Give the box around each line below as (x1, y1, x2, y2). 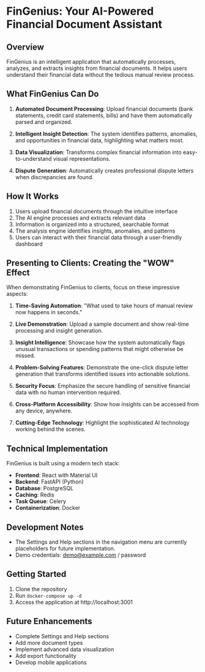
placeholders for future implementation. (15, 545, 116, 552)
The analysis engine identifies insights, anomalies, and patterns (15, 227, 176, 234)
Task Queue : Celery (15, 498, 66, 505)
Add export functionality (15, 652, 76, 659)
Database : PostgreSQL (15, 485, 74, 492)
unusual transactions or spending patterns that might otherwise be (15, 346, 184, 353)
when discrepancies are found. (15, 173, 94, 180)
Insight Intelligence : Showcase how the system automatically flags (15, 339, 185, 346)
